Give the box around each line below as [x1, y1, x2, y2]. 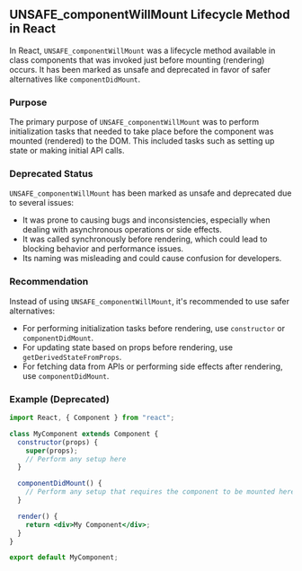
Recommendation [9, 276, 89, 288]
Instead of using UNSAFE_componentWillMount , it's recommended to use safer [9, 295, 290, 306]
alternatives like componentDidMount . [9, 74, 141, 84]
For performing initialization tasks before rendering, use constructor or [22, 322, 286, 333]
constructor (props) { [17, 437, 99, 447]
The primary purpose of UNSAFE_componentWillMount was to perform [9, 117, 260, 127]
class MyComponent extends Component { [9, 429, 159, 438]
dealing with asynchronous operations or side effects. [22, 224, 222, 235]
